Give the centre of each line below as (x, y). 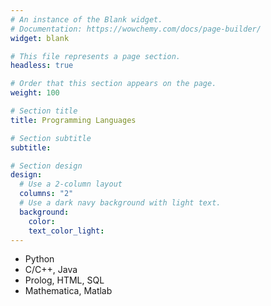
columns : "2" (46, 194)
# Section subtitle (51, 138)
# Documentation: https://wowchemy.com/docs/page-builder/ (136, 29)
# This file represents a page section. (96, 56)
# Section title (44, 111)
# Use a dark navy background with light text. (120, 203)
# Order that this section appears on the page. (113, 84)
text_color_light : (66, 231)
